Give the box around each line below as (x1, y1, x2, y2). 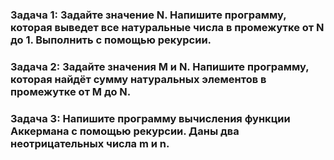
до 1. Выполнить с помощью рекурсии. (10, 33, 212, 47)
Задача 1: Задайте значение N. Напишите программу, (10, 8, 287, 22)
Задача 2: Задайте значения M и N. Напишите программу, (10, 59, 310, 73)
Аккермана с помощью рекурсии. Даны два (10, 124, 240, 138)
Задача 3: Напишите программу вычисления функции (10, 111, 291, 125)
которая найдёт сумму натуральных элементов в (10, 72, 267, 86)
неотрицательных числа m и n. (10, 136, 170, 150)
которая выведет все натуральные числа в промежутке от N (10, 20, 325, 34)
